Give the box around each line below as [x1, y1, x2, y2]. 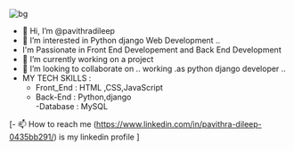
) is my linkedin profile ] [53, 131, 140, 142]
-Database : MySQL [35, 101, 109, 111]
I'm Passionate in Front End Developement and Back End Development [21, 44, 282, 55]
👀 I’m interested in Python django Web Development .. [21, 36, 221, 45]
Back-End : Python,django [35, 91, 132, 102]
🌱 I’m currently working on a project [21, 54, 154, 64]
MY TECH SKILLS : [21, 73, 92, 83]
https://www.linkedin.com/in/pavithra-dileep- [96, 119, 263, 129]
